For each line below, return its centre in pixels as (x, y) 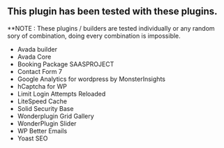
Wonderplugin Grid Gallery (55, 116)
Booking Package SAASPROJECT (66, 64)
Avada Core (34, 57)
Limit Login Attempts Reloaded (61, 94)
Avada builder (37, 49)
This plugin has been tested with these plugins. (112, 12)
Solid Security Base (45, 108)
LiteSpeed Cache (42, 101)
